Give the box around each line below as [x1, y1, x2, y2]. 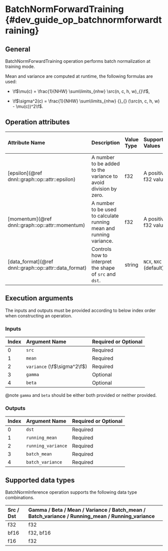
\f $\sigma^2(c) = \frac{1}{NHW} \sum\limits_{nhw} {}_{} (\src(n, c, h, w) [12, 98, 160, 104]
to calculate [91, 212, 119, 219]
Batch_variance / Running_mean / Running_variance [28, 513, 155, 520]
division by [91, 185, 117, 192]
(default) [143, 264, 164, 271]
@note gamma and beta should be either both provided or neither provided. [5, 392, 157, 398]
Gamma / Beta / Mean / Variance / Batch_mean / [28, 506, 146, 513]
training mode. [5, 64, 35, 69]
